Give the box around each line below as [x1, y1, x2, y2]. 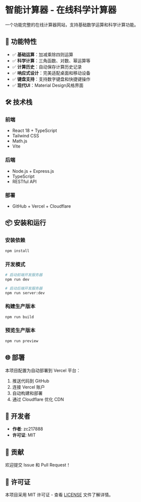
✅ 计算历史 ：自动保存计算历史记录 [12, 63, 82, 69]
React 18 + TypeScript [12, 127, 57, 133]
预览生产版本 [5, 327, 36, 334]
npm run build [5, 314, 34, 319]
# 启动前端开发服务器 [5, 272, 43, 277]
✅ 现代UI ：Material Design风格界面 [12, 82, 84, 88]
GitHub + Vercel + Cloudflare [12, 203, 71, 209]
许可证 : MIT [12, 432, 36, 438]
